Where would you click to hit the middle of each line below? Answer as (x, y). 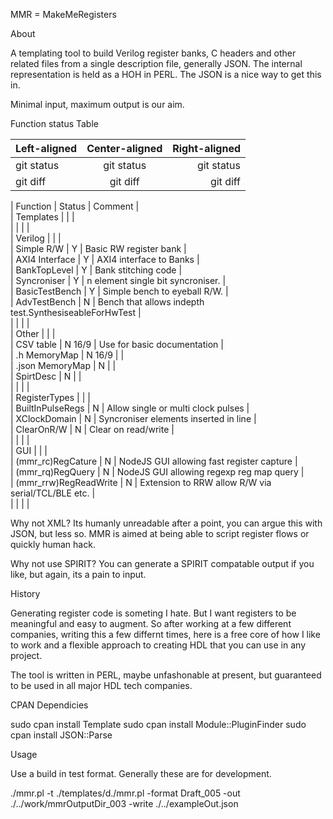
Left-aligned (46, 148)
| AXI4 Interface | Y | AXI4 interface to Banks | (105, 259)
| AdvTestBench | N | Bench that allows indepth (107, 302)
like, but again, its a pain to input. (78, 574)
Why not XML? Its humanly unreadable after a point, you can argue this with (166, 523)
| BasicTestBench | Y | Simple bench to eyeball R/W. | (119, 291)
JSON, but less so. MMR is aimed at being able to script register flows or (160, 533)
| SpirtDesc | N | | (46, 376)
